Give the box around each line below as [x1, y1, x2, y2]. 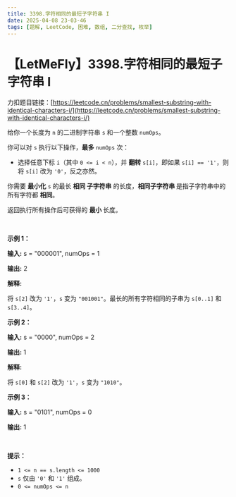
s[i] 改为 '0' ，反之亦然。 [25, 167, 101, 176]
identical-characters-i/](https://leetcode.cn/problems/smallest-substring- [7, 106, 221, 115]
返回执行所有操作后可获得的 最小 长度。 [7, 206, 122, 214]
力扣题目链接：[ [7, 98, 54, 106]
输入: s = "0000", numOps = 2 [7, 333, 95, 342]
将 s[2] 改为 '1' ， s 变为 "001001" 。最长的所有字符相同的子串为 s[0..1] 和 [7, 294, 222, 303]
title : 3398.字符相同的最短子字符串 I [7, 10, 110, 18]
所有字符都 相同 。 [7, 191, 58, 200]
